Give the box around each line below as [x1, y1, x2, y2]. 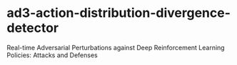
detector [6, 20, 59, 36]
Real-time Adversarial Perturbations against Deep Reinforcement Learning [6, 43, 226, 52]
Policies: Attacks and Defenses [6, 51, 98, 59]
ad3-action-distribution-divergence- [6, 5, 231, 21]
